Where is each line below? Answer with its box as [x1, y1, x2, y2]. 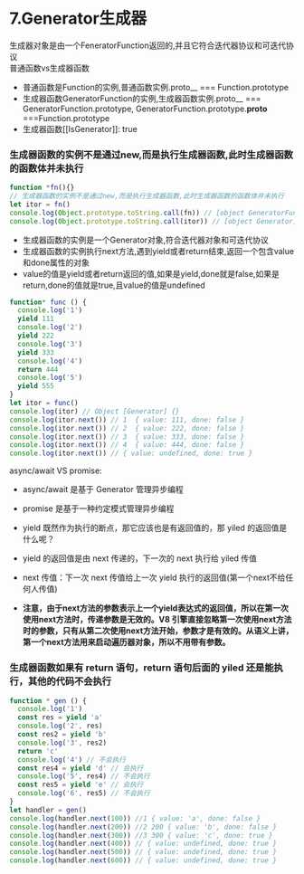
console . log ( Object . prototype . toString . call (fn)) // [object [9, 208, 245, 217]
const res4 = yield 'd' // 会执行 [17, 764, 144, 773]
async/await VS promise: [9, 465, 102, 476]
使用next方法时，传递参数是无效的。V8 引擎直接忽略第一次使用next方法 [22, 614, 292, 625]
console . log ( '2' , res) [17, 721, 103, 731]
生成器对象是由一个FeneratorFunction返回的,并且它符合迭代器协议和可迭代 [9, 40, 287, 51]
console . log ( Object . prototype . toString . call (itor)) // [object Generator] [9, 216, 298, 226]
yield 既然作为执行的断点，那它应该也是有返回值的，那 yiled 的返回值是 [22, 522, 288, 534]
